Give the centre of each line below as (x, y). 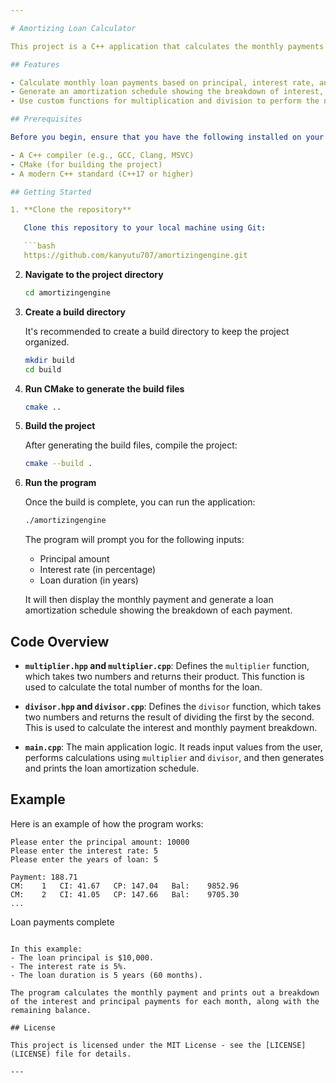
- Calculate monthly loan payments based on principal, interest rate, (162, 82)
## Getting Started (51, 192)
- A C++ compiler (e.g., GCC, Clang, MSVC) (102, 155)
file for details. (93, 1054)
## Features (35, 64)
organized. (47, 342)
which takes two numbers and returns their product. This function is (164, 676)
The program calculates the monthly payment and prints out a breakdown (165, 992)
